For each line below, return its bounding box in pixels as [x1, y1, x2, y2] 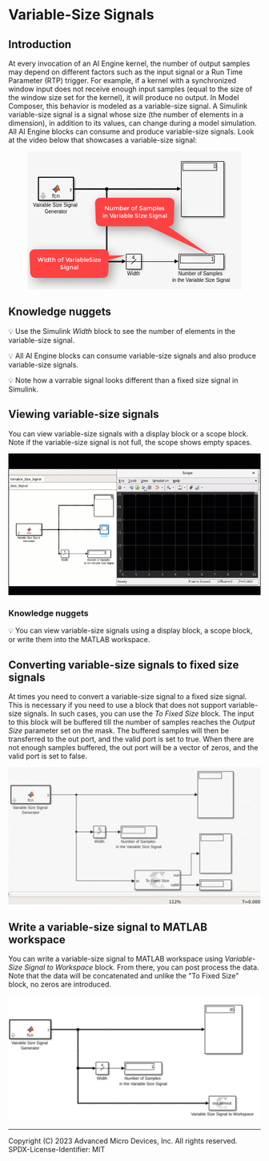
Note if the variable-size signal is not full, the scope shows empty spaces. [8, 437, 252, 447]
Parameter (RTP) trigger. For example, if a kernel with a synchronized [8, 76, 237, 85]
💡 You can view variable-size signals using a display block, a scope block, [8, 626, 253, 636]
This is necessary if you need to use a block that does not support [8, 701, 227, 709]
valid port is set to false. [8, 751, 88, 761]
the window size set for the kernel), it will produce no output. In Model [8, 93, 239, 102]
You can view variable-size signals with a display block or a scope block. [8, 428, 249, 438]
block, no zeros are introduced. [8, 979, 112, 989]
